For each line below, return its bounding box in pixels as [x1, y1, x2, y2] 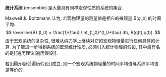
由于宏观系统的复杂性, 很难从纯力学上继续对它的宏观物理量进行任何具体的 [5, 38, 155, 43]
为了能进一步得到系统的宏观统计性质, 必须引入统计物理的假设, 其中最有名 [11, 44, 160, 50]
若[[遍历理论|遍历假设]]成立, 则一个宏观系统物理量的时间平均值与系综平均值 [5, 61, 159, 66]
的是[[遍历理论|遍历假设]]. [5, 50, 58, 56]
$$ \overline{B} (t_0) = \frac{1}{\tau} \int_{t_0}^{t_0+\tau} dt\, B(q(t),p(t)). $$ [5, 30, 161, 35]
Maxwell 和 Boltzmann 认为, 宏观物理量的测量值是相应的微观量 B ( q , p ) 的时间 [5, 15, 162, 21]
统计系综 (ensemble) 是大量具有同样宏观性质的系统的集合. [5, 5, 123, 10]
